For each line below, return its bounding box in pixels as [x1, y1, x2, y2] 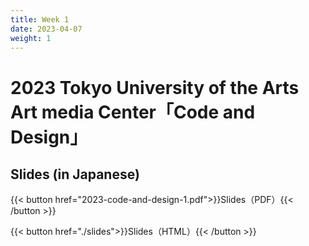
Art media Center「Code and [10, 101, 256, 123]
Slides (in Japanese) [10, 166, 140, 183]
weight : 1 [10, 33, 52, 43]
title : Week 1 [10, 14, 70, 25]
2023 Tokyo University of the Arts [10, 76, 300, 99]
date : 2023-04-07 [10, 24, 83, 34]
